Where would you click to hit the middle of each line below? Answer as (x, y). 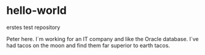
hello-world (37, 11)
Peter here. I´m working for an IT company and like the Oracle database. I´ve (102, 39)
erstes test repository (33, 27)
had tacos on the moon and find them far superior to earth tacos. (88, 45)
